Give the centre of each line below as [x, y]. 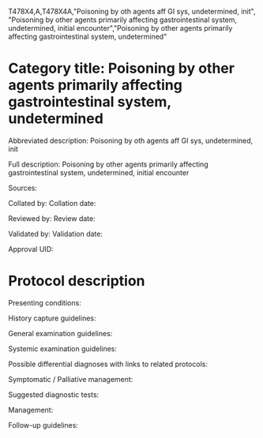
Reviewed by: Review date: [52, 218]
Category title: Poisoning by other [122, 68]
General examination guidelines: [60, 333]
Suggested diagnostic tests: [54, 395]
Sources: [23, 188]
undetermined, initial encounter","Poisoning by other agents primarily [120, 28]
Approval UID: [31, 249]
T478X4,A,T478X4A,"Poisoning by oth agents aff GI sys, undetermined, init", [132, 11]
